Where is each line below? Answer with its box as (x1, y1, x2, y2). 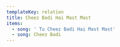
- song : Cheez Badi (12, 32, 62, 38)
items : (6, 20, 23, 26)
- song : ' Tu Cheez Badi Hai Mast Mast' (12, 26, 116, 32)
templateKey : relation (6, 9, 64, 15)
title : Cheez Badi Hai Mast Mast (6, 15, 91, 21)
